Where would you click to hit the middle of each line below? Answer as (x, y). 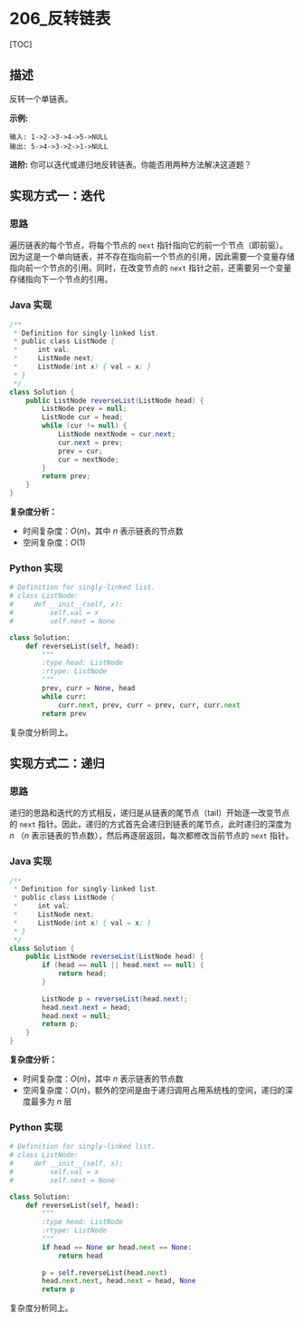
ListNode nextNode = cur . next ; (117, 435)
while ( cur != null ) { (85, 426)
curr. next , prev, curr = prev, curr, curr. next (149, 705)
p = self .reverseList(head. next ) (105, 1273)
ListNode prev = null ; (85, 409)
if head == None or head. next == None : (117, 1247)
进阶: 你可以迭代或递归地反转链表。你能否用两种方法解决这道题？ (131, 164)
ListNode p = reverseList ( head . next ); (115, 999)
